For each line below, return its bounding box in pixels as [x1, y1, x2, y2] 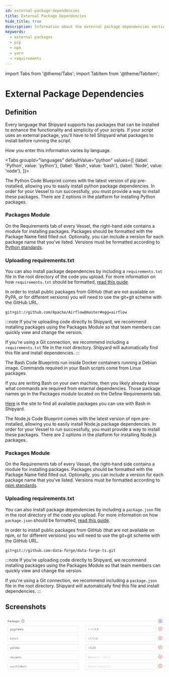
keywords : [5, 29, 26, 35]
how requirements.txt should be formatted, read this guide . [5, 279, 130, 285]
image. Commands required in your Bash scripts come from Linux [5, 365, 141, 371]
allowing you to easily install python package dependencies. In [25, 183, 155, 189]
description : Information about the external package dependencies [5, 24, 150, 29]
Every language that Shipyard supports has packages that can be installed [5, 121, 159, 127]
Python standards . [5, 244, 44, 250]
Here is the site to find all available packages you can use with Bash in [5, 400, 151, 407]
